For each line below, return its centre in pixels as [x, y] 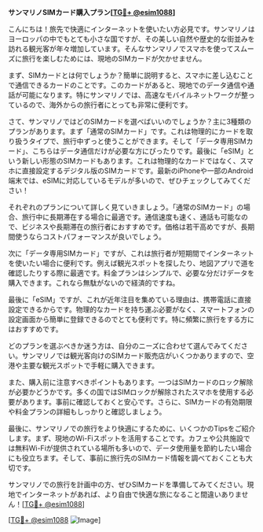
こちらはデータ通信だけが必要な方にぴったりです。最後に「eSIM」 [140, 151]
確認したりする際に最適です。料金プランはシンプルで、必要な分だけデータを [131, 273]
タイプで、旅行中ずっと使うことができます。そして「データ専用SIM [138, 141]
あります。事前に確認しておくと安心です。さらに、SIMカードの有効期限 [137, 402]
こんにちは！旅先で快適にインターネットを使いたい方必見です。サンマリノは [131, 29]
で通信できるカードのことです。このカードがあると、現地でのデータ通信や [128, 85]
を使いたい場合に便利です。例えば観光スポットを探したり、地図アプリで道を [131, 263]
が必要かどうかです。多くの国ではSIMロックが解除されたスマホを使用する [128, 392]
